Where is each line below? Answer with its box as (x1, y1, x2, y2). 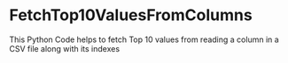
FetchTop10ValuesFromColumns (9, 5, 253, 25)
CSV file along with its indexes (9, 43, 121, 53)
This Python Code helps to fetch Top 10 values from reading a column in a (9, 34, 279, 45)
